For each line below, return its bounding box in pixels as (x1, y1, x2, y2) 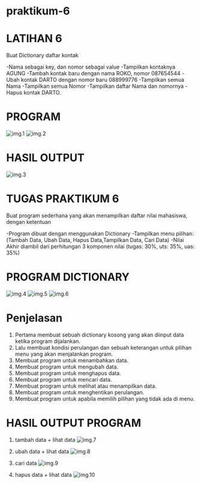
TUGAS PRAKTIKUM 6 (6, 192, 119, 206)
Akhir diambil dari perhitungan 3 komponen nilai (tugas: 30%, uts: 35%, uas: (6, 243, 195, 250)
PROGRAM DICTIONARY (6, 270, 130, 284)
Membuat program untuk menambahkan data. (14, 356, 129, 364)
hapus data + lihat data (14, 471, 72, 478)
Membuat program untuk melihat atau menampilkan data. (14, 382, 157, 389)
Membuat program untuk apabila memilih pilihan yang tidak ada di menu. (14, 395, 195, 402)
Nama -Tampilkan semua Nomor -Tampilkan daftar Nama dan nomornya (6, 82, 184, 90)
